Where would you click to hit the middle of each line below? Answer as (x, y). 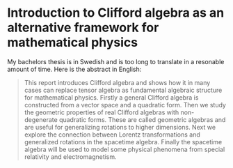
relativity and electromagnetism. (70, 156)
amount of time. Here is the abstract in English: (74, 69)
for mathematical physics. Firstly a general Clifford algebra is (111, 97)
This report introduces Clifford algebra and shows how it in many (117, 82)
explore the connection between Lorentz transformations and (112, 135)
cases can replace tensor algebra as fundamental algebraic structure (123, 90)
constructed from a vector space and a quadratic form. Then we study (125, 105)
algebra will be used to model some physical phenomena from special (124, 149)
